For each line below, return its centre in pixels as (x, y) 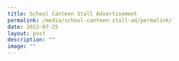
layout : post (27, 33)
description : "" (31, 40)
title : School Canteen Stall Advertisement (73, 14)
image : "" (22, 46)
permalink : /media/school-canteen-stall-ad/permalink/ (90, 20)
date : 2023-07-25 (33, 27)
